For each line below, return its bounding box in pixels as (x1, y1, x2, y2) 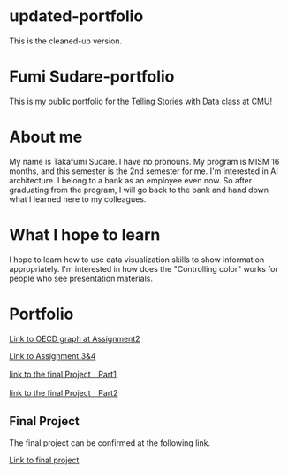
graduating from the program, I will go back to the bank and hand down (9, 184, 269, 195)
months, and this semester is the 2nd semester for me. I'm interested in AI (9, 166, 278, 176)
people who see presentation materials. (9, 273, 153, 284)
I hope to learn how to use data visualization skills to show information (9, 254, 265, 265)
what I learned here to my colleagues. (9, 193, 147, 205)
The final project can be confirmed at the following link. (9, 437, 210, 448)
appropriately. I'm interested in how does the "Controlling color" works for (9, 263, 278, 274)
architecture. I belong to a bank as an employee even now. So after (9, 175, 253, 185)
